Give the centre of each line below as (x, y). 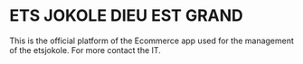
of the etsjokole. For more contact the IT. (85, 50)
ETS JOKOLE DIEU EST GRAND (127, 16)
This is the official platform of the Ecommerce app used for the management (151, 41)
